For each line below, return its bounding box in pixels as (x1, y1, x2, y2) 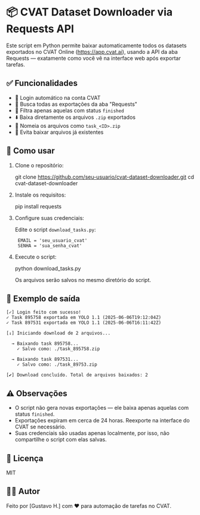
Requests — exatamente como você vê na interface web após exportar (6, 54, 181, 62)
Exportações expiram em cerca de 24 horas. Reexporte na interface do (14, 417, 190, 424)
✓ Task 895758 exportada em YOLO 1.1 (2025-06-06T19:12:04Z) (6, 315, 162, 321)
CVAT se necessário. (14, 423, 67, 431)
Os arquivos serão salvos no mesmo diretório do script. (14, 276, 151, 283)
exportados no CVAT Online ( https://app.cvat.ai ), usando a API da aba (6, 48, 178, 55)
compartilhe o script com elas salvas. (14, 436, 107, 443)
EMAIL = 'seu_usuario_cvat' (17, 237, 88, 243)
